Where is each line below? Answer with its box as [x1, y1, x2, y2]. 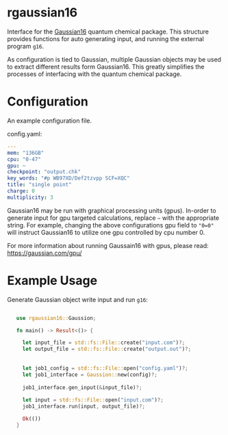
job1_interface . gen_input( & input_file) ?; [22, 384, 142, 391]
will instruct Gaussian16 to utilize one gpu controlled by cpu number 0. [7, 228, 205, 236]
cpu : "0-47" [7, 156, 41, 162]
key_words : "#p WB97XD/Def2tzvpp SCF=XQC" [7, 175, 130, 182]
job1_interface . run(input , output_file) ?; [22, 403, 146, 410]
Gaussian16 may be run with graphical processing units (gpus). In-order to [7, 206, 217, 214]
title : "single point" [7, 182, 72, 188]
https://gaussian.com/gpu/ [7, 249, 82, 257]
